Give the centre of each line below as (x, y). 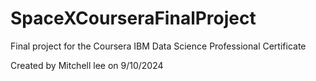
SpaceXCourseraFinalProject (133, 18)
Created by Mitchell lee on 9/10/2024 (87, 65)
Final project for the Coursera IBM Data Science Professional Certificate (158, 46)
